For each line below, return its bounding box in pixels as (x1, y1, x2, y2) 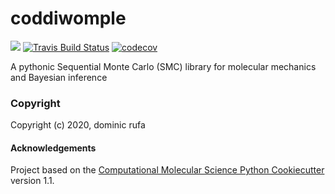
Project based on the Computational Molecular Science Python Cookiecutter (10, 164, 325, 176)
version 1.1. (10, 175, 55, 187)
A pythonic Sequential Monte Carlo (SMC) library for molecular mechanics (10, 60, 317, 72)
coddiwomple (10, 7, 127, 30)
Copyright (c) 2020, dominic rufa (10, 119, 146, 131)
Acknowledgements (10, 142, 97, 154)
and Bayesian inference (10, 71, 108, 83)
